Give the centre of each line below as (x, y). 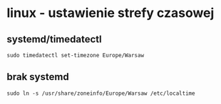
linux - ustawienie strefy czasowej (110, 13)
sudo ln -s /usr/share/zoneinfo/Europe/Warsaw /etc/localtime (101, 93)
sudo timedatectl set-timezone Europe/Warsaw (75, 55)
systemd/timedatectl (54, 39)
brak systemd (38, 77)
